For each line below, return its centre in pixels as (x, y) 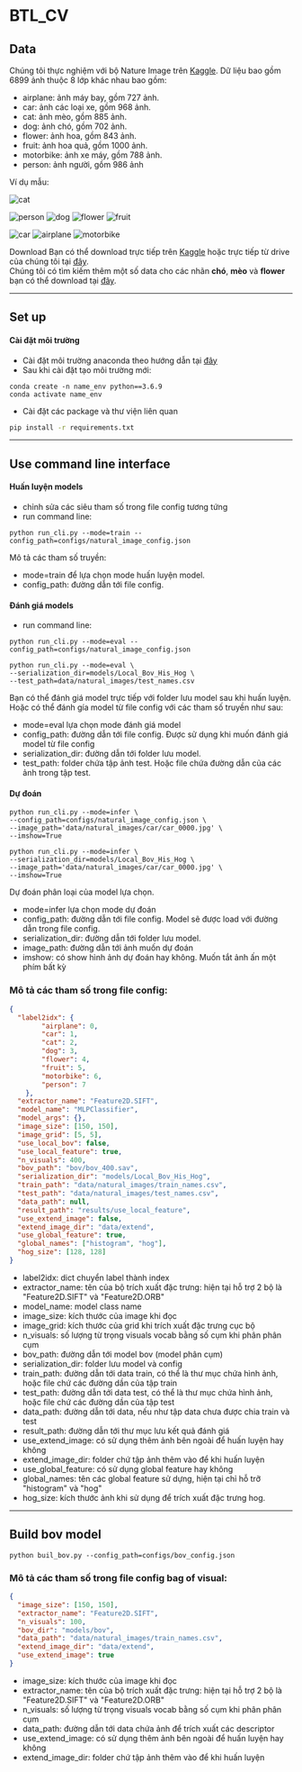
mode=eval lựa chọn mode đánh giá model (102, 725)
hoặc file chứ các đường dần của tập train (100, 1383)
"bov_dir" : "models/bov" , (66, 1630)
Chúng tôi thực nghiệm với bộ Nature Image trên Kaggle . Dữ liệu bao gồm (145, 70)
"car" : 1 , (60, 1034)
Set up (28, 318)
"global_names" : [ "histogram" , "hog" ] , (92, 1244)
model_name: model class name (82, 1306)
